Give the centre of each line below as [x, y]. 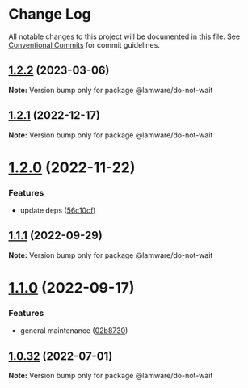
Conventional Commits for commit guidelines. [84, 44]
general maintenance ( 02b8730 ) [74, 331]
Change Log [50, 14]
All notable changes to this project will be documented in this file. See [124, 36]
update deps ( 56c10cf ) [58, 210]
